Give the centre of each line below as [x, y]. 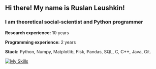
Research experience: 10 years [37, 33]
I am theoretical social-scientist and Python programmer [74, 22]
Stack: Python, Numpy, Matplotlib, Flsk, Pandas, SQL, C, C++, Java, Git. [78, 51]
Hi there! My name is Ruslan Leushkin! [65, 8]
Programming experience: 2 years [41, 42]
